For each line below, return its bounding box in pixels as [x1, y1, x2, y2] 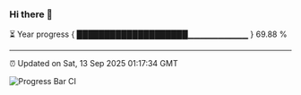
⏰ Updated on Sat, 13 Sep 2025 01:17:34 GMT [9, 58, 178, 69]
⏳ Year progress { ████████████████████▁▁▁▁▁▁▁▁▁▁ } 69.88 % [9, 29, 288, 39]
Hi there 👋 [9, 8, 54, 21]
